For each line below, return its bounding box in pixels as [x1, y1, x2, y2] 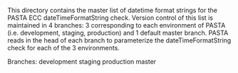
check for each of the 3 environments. [7, 44, 120, 52]
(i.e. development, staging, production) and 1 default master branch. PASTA [7, 28, 229, 37]
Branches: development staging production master [7, 57, 157, 66]
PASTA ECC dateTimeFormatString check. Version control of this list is [7, 13, 214, 22]
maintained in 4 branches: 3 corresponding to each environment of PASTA [7, 21, 226, 29]
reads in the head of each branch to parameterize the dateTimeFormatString [7, 36, 232, 45]
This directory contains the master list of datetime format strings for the [7, 6, 217, 14]
